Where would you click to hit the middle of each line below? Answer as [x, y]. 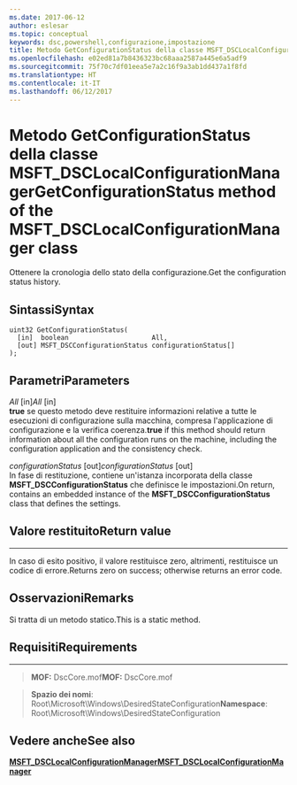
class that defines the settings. [65, 504]
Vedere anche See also [72, 740]
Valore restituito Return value [90, 531]
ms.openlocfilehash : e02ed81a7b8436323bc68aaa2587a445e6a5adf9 [128, 58]
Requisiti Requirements [73, 647]
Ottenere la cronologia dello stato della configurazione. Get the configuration [148, 273]
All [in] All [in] [33, 402]
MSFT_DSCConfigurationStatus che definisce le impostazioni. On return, [142, 485]
